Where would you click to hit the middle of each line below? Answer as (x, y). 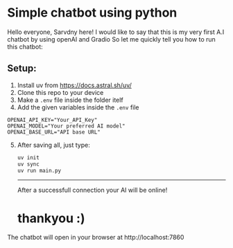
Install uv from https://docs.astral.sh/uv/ (74, 85)
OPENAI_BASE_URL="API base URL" (54, 132)
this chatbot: (25, 46)
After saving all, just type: (53, 145)
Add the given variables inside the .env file (78, 107)
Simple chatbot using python (92, 13)
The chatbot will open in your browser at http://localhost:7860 (96, 238)
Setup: (22, 68)
